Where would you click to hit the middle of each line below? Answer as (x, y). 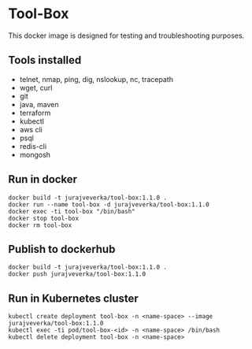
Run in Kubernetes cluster (74, 298)
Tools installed (45, 60)
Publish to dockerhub (62, 249)
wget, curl (36, 87)
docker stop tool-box (44, 218)
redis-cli (33, 146)
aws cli (31, 129)
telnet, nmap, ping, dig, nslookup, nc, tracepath (96, 79)
